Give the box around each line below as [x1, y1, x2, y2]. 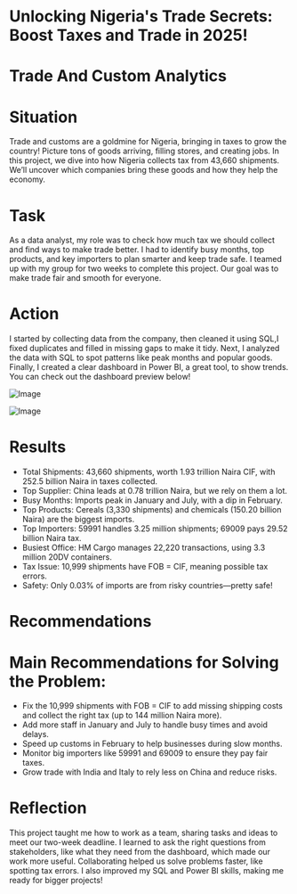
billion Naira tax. [21, 533, 82, 544]
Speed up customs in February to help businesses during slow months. [21, 738, 283, 750]
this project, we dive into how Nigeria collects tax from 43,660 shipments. [9, 155, 280, 166]
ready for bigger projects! [9, 875, 103, 886]
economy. [9, 174, 46, 185]
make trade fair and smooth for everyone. [9, 273, 162, 283]
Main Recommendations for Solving [9, 652, 279, 672]
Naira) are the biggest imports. [21, 514, 135, 525]
